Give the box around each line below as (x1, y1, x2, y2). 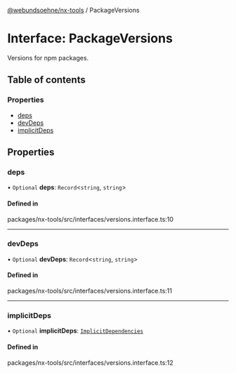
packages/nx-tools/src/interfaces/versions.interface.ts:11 (7, 287, 172, 295)
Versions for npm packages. (7, 53, 89, 62)
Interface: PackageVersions (7, 31, 173, 46)
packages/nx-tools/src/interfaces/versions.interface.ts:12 (7, 358, 173, 367)
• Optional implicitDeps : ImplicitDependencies (7, 326, 144, 335)
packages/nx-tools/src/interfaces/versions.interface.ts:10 (7, 215, 174, 223)
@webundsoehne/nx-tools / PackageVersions (7, 6, 140, 14)
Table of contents (7, 74, 86, 86)
